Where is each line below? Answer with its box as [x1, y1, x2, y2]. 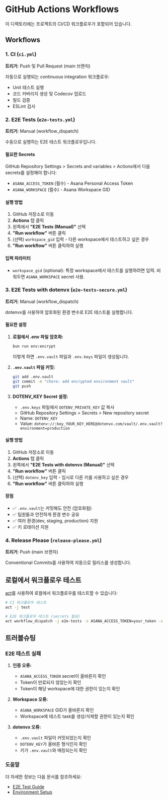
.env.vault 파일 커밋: [12, 364, 55, 370]
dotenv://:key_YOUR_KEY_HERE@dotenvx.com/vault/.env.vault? [34, 421, 163, 426]
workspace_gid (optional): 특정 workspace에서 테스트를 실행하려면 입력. [12, 267, 156, 273]
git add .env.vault [12, 374, 54, 379]
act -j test [5, 605, 30, 610]
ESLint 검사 [12, 103, 36, 109]
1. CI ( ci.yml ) [5, 51, 37, 58]
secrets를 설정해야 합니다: [5, 170, 57, 176]
